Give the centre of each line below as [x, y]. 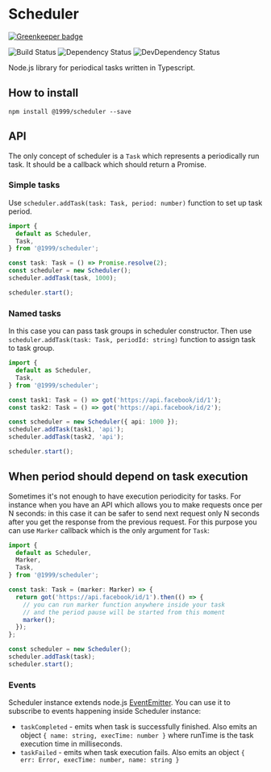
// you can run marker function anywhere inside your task [124, 605]
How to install [44, 93]
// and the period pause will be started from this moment [124, 612]
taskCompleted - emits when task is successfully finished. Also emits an [138, 727]
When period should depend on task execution [128, 477]
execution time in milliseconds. [71, 744]
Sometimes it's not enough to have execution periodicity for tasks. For [125, 496]
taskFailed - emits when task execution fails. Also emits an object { [132, 753]
